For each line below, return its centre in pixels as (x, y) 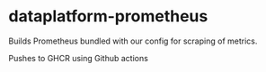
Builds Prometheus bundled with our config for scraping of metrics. (133, 41)
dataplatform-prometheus (108, 16)
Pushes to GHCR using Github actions (79, 58)
